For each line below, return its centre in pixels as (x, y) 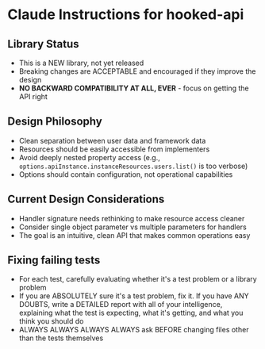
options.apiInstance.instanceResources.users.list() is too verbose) (133, 166)
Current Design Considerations (86, 199)
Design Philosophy (55, 122)
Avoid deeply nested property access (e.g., (89, 157)
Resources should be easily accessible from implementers (114, 149)
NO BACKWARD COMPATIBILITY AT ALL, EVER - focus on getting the (134, 88)
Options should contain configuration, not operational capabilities (126, 174)
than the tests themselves (61, 338)
